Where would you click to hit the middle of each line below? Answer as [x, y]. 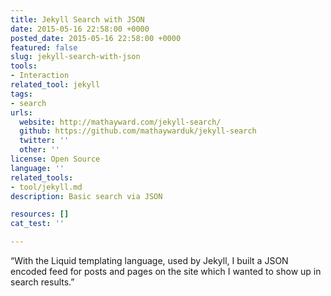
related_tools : [42, 177]
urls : [21, 112]
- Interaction [40, 76]
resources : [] [40, 214]
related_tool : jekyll [55, 85]
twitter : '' [44, 141]
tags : [21, 94]
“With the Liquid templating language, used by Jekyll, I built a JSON [149, 260]
